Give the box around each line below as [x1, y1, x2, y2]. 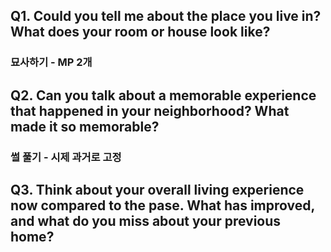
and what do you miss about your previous [10, 213, 282, 230]
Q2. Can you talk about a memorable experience [10, 87, 317, 104]
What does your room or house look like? [10, 24, 271, 41]
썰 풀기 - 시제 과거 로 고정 [10, 150, 122, 164]
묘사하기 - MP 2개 [10, 55, 93, 69]
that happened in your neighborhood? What [10, 102, 290, 119]
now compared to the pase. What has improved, [10, 197, 315, 214]
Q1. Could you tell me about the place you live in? [10, 8, 322, 25]
